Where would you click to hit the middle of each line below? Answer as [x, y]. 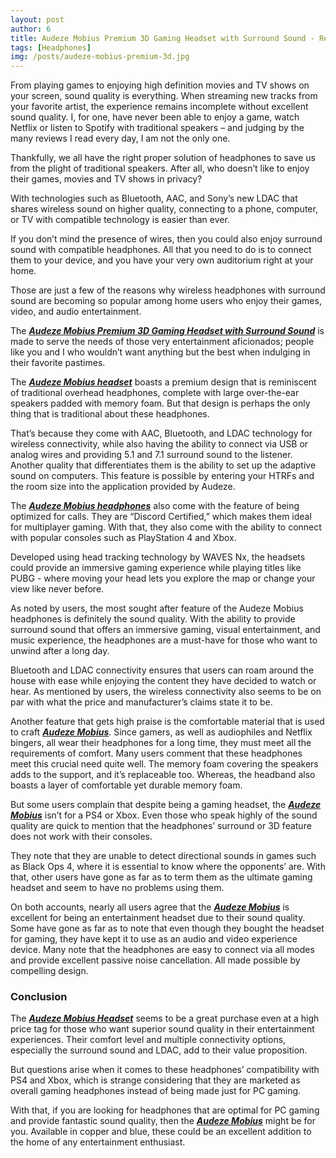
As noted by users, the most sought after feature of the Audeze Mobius [157, 608]
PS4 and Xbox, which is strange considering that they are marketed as [155, 1080]
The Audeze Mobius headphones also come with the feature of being [155, 506]
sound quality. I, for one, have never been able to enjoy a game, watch [155, 117]
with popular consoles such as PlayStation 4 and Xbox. [123, 538]
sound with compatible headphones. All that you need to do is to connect [161, 250]
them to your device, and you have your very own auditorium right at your [162, 260]
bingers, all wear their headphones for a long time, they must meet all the [161, 743]
